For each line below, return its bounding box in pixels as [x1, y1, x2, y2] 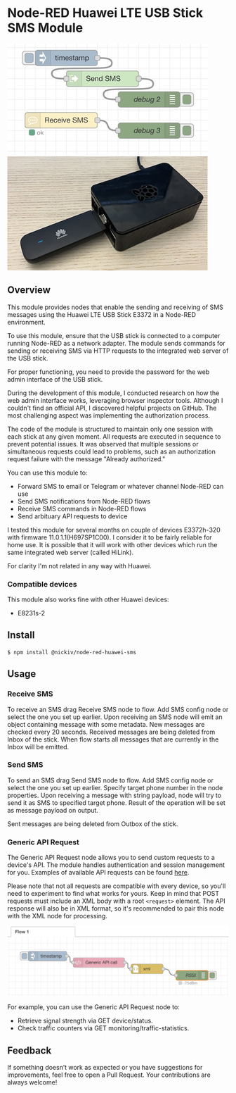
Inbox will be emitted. [7, 742, 70, 751]
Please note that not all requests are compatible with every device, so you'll [7, 882, 226, 890]
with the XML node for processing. [7, 912, 107, 920]
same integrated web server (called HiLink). [7, 548, 134, 556]
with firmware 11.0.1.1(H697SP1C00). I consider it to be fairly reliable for [7, 533, 212, 542]
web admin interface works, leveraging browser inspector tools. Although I [7, 396, 223, 404]
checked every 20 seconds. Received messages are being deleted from [7, 727, 216, 736]
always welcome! [7, 1078, 58, 1086]
